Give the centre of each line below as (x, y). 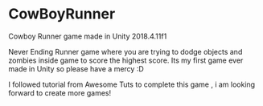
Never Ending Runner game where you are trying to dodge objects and (125, 51)
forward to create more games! (60, 92)
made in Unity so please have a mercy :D (76, 68)
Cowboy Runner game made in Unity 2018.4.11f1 (88, 36)
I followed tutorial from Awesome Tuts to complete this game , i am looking (132, 84)
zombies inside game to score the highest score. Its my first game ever (126, 60)
